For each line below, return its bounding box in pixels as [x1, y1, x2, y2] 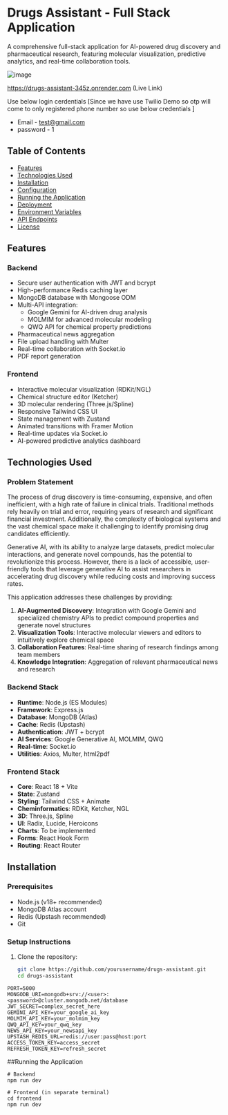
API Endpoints [17, 215, 57, 223]
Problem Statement [7, 477, 74, 487]
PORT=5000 [7, 984, 36, 992]
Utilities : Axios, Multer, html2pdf [17, 750, 110, 758]
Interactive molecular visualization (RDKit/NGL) [17, 385, 151, 393]
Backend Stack [7, 683, 59, 692]
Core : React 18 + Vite [17, 783, 78, 791]
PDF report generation [17, 352, 82, 361]
